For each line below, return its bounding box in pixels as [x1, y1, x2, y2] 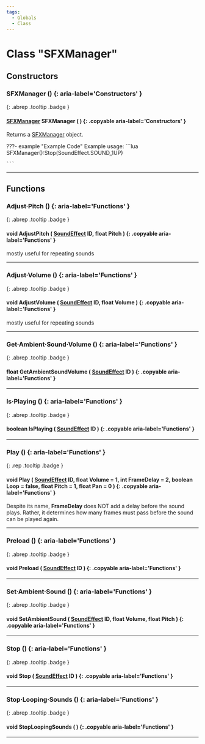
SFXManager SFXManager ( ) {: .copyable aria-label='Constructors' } [6, 117, 186, 124]
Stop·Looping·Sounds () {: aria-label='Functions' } [6, 695, 159, 704]
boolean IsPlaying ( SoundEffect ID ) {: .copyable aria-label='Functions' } [6, 425, 195, 432]
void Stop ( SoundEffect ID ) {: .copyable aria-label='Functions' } [6, 672, 173, 680]
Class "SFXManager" [6, 47, 118, 61]
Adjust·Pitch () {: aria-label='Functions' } [6, 201, 130, 210]
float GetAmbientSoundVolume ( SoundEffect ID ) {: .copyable [6, 368, 167, 375]
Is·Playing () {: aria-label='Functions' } [6, 397, 123, 406]
